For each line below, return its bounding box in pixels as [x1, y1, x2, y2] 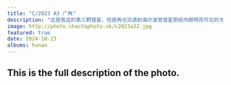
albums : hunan [7, 42, 48, 49]
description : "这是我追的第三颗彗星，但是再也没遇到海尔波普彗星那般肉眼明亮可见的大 [7, 16, 225, 23]
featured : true [7, 29, 51, 36]
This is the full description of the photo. [7, 67, 180, 79]
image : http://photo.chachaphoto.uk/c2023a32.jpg [7, 23, 153, 29]
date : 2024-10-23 [7, 36, 57, 42]
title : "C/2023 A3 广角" [7, 10, 76, 17]
